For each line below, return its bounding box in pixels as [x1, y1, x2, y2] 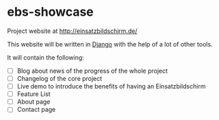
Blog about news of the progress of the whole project [16, 67, 168, 75]
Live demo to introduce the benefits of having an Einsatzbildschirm [16, 82, 206, 91]
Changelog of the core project [16, 75, 103, 82]
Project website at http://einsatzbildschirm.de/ [7, 27, 138, 35]
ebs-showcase [7, 4, 94, 20]
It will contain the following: [7, 53, 84, 62]
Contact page [16, 106, 56, 114]
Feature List [16, 90, 51, 98]
